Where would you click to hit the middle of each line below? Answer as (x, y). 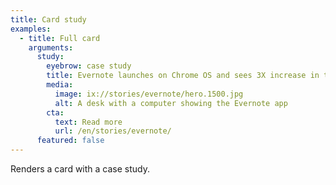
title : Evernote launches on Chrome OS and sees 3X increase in (183, 76)
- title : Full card (60, 38)
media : (60, 85)
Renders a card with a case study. (80, 169)
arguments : (51, 47)
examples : (31, 29)
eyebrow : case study (89, 66)
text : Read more (88, 122)
